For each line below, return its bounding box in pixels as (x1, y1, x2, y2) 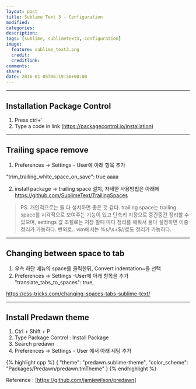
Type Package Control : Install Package (14, 334, 109, 341)
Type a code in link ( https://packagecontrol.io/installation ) (14, 122, 154, 129)
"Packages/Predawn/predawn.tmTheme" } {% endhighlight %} (6, 365, 157, 372)
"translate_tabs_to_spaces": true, (14, 278, 94, 285)
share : (6, 68, 22, 74)
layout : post (6, 8, 38, 15)
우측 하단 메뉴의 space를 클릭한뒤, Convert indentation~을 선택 (14, 264, 162, 272)
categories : (6, 25, 35, 31)
